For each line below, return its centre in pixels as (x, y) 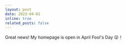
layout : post (18, 9)
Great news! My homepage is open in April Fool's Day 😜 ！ (64, 37)
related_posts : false (27, 23)
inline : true (18, 18)
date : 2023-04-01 (23, 14)
